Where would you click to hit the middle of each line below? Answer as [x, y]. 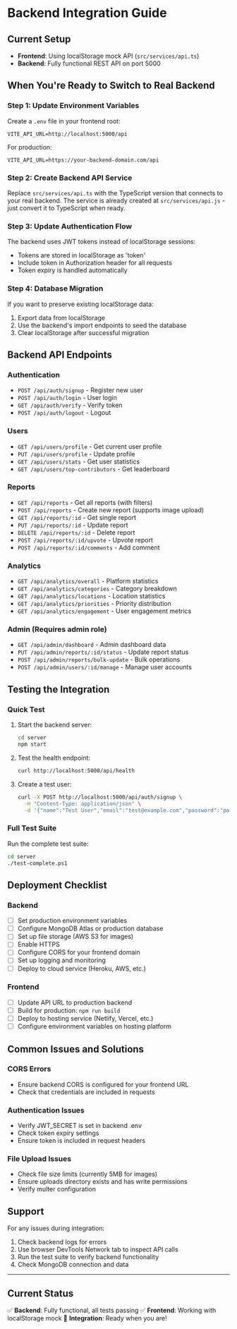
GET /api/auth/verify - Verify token [70, 405]
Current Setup [39, 39]
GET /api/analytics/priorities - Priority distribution [94, 604]
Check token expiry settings [58, 1133]
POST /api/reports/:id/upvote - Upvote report [85, 540]
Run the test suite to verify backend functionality [88, 1257]
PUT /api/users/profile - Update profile [76, 454]
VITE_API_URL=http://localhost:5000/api [68, 134]
